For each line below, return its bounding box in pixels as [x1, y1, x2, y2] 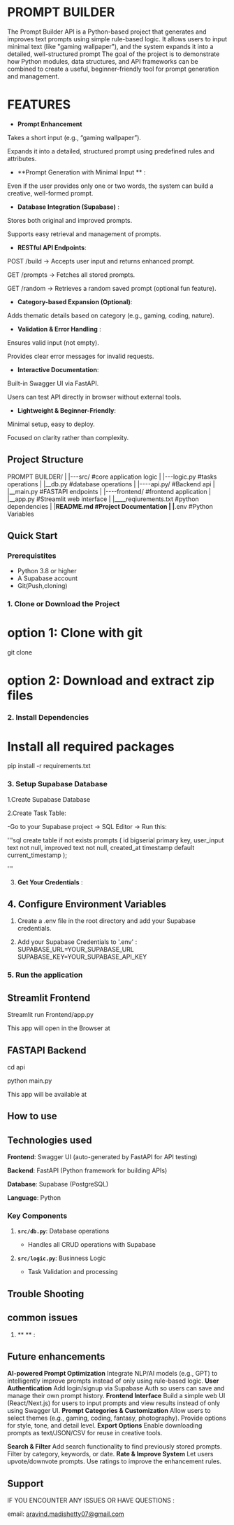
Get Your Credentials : [17, 877, 83, 887]
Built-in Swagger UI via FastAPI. [7, 379, 99, 388]
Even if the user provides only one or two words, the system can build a [7, 182, 214, 190]
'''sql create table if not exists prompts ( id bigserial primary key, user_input [7, 835, 224, 844]
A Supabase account [17, 574, 78, 582]
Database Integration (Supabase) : [17, 203, 120, 211]
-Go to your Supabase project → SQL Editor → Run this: [7, 822, 168, 830]
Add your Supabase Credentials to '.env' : [17, 938, 138, 946]
